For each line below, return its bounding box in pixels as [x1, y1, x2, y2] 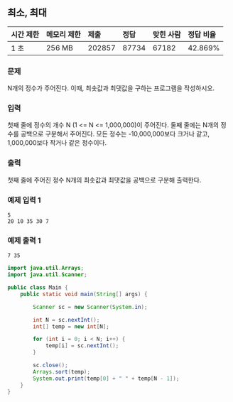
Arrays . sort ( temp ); [33, 368, 91, 375]
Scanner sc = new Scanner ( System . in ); [33, 303, 148, 310]
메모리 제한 [45, 29, 82, 39]
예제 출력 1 [7, 235, 41, 245]
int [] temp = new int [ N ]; [33, 322, 110, 330]
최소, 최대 [7, 6, 48, 19]
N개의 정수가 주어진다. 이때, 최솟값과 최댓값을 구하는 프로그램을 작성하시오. [7, 84, 215, 92]
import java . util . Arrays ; [7, 265, 84, 272]
